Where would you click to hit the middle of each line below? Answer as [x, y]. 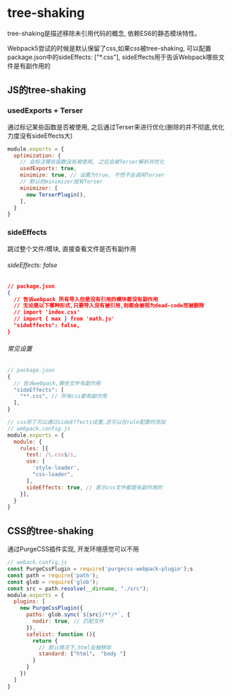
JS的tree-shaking [47, 90]
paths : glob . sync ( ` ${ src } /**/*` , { [78, 615]
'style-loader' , [56, 468]
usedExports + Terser [45, 110]
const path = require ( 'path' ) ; [53, 575]
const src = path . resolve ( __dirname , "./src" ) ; [78, 589]
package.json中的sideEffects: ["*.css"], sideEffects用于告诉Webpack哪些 [113, 57]
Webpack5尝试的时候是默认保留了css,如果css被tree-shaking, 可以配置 [109, 48]
